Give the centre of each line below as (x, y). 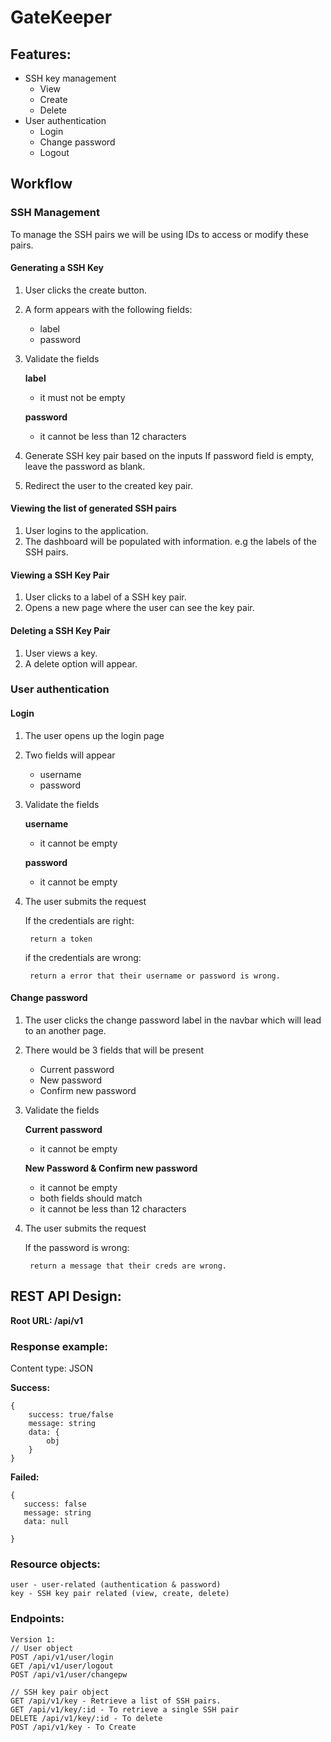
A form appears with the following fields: (108, 309)
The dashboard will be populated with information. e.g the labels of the (170, 542)
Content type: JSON (51, 1368)
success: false (55, 1504)
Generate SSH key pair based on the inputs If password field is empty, (169, 455)
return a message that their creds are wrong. (128, 1266)
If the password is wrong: (77, 1247)
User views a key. (61, 653)
